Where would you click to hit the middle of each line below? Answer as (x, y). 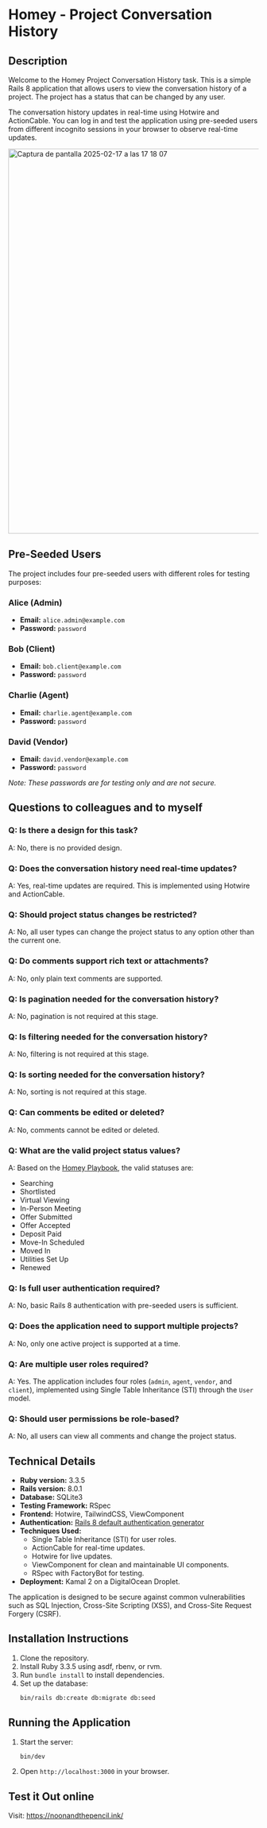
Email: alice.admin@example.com (72, 620)
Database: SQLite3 (51, 1497)
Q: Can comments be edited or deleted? (87, 1113)
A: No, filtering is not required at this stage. (79, 1054)
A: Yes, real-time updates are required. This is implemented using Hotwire (129, 885)
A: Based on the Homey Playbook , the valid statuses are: (101, 1168)
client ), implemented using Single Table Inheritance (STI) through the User (131, 1389)
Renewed (35, 1268)
